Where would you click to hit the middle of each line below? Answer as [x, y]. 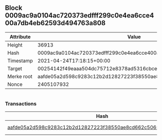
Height [15, 45]
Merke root [20, 76]
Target [15, 68]
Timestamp [20, 61]
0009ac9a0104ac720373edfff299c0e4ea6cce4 [80, 16]
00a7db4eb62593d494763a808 [55, 23]
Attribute [20, 37]
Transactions [21, 104]
